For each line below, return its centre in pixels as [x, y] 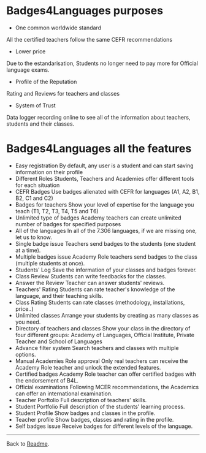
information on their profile [49, 172]
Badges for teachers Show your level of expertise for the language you [105, 204]
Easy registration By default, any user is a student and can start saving [105, 166]
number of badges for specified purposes [68, 224]
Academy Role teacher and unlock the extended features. [88, 367]
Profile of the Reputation [46, 82]
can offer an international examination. [64, 394]
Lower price [30, 51]
